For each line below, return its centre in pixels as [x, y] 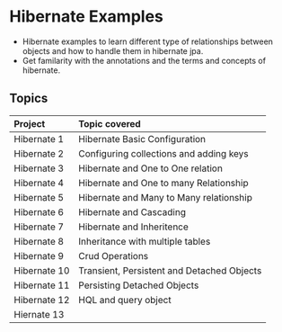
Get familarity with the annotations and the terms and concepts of [144, 60]
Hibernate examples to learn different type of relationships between [148, 41]
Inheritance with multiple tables [145, 241]
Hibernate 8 [39, 241]
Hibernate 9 [39, 256]
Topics [29, 99]
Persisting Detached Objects [139, 285]
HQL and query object [125, 300]
